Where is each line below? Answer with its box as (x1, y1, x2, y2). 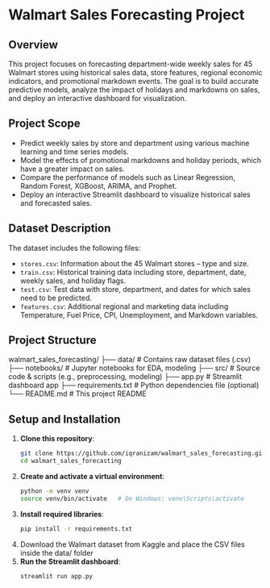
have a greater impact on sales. (19, 164, 125, 173)
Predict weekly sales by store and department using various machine (19, 138, 250, 148)
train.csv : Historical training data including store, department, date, (19, 267, 247, 277)
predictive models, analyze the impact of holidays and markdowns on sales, (8, 85, 260, 94)
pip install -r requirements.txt (19, 524, 133, 533)
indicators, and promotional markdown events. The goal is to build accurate (8, 77, 260, 85)
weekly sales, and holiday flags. (19, 276, 127, 286)
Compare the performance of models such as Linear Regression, (19, 172, 235, 182)
